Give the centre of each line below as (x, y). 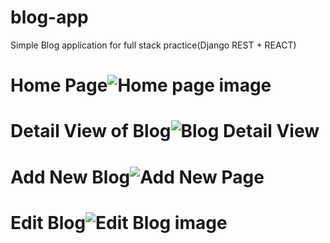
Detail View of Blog (91, 131)
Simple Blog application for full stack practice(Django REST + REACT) (153, 45)
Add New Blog (70, 177)
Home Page (59, 85)
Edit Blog (48, 222)
